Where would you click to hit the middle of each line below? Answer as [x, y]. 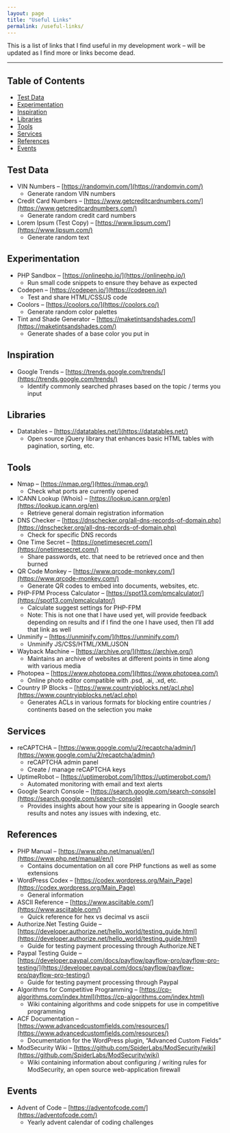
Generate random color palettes [72, 312]
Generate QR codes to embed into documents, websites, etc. [113, 586]
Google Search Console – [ [55, 791]
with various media [54, 666]
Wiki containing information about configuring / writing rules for [117, 1062]
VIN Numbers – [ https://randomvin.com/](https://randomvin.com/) [110, 186]
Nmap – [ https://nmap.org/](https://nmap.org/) [82, 484]
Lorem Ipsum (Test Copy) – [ [57, 223]
